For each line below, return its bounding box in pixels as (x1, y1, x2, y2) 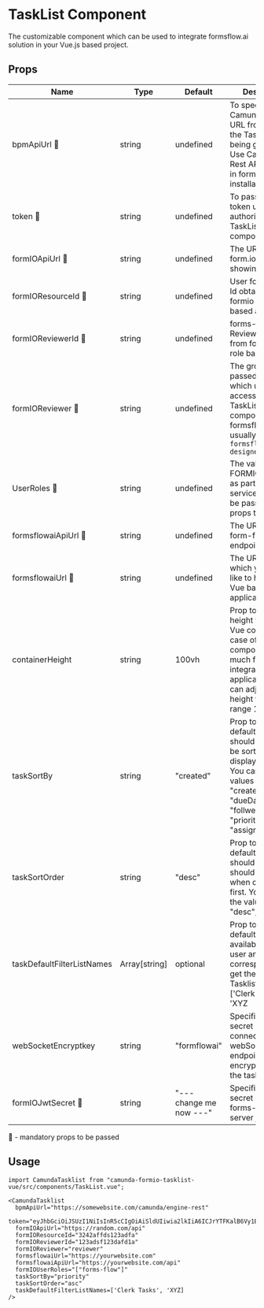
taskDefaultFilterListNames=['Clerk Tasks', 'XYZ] (15, 1286, 185, 1294)
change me (174, 1097, 217, 1108)
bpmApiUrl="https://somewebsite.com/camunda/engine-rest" (15, 1203, 210, 1211)
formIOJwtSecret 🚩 (12, 1097, 83, 1108)
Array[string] (119, 958, 167, 969)
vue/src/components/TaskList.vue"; (8, 1183, 125, 1191)
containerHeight (12, 654, 72, 665)
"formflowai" (174, 1040, 222, 1051)
